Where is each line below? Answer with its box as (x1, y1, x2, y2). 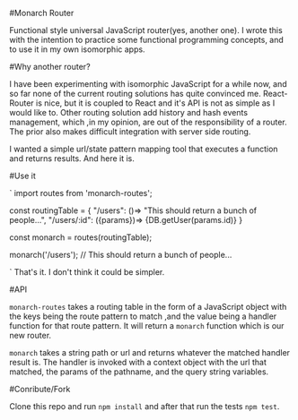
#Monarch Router (9, 8, 74, 18)
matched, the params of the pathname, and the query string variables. (9, 366, 269, 377)
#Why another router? (9, 62, 92, 72)
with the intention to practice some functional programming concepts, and (9, 35, 285, 45)
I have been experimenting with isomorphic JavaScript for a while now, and (9, 79, 287, 89)
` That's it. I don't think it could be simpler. (9, 267, 165, 277)
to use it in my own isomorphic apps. (9, 44, 145, 55)
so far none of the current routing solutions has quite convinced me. (9, 89, 262, 99)
